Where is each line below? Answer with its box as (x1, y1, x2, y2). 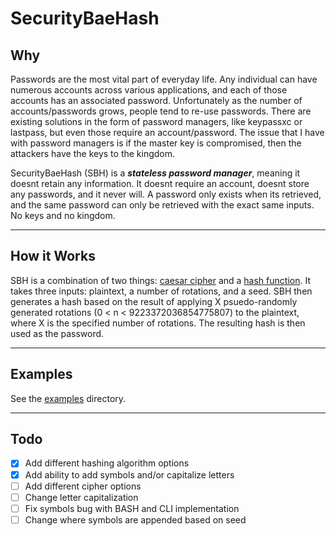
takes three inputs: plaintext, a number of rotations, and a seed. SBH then (10, 285, 313, 297)
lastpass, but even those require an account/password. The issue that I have (10, 127, 325, 138)
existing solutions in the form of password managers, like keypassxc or (10, 116, 303, 127)
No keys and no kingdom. (10, 210, 116, 221)
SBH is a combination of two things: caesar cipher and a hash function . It (10, 274, 311, 286)
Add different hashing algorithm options (24, 457, 190, 469)
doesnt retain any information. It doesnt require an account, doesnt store (10, 178, 310, 189)
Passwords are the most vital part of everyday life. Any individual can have (10, 73, 318, 85)
